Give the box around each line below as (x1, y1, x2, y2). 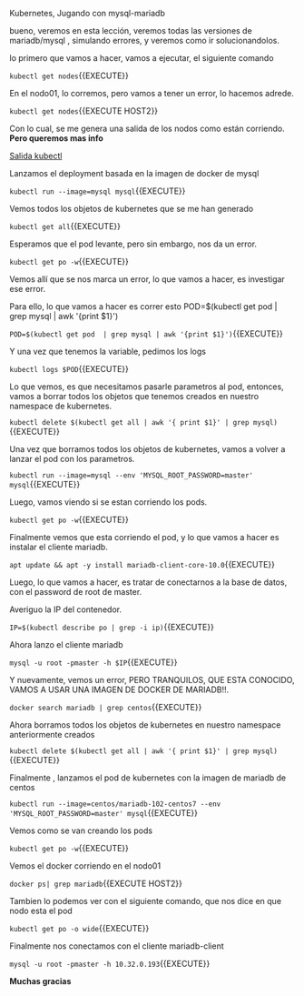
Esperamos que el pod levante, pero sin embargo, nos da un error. (9, 238, 257, 249)
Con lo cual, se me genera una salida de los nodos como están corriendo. (9, 123, 286, 134)
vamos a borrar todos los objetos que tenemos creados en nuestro (9, 391, 260, 401)
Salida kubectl (9, 150, 63, 161)
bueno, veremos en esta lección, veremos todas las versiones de (9, 25, 252, 35)
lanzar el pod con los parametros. (9, 454, 135, 464)
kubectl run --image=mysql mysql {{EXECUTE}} (9, 186, 186, 196)
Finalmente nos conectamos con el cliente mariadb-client (9, 941, 224, 951)
